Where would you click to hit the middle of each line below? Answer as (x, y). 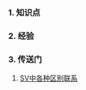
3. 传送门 (25, 59)
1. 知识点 (24, 12)
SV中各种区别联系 (49, 78)
